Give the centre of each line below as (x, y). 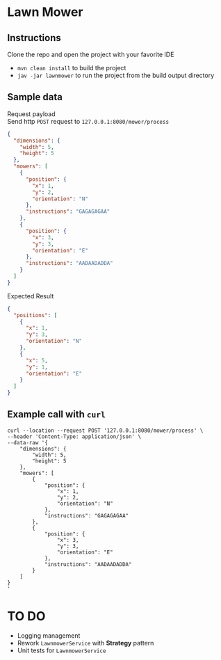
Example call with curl (57, 414)
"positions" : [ (35, 315)
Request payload (31, 114)
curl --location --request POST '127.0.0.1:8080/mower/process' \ (105, 430)
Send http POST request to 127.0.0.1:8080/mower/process (88, 121)
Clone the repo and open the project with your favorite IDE (91, 54)
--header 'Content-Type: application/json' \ (74, 436)
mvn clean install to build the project (72, 68)
